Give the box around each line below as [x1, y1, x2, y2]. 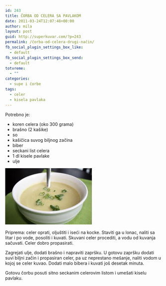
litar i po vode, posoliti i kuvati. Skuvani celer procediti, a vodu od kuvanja [5, 234, 156, 241]
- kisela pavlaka [9, 97, 46, 102]
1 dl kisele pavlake [12, 153, 50, 159]
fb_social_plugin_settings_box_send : [5, 55, 83, 60]
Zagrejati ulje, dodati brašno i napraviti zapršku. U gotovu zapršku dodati [5, 249, 154, 256]
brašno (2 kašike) [12, 126, 48, 132]
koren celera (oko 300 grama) [12, 121, 74, 127]
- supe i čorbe [9, 82, 41, 87]
